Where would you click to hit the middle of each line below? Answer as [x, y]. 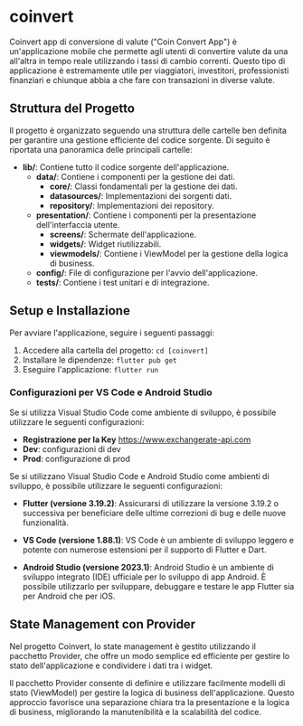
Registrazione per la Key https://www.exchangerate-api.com [137, 439]
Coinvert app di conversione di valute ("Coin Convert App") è [123, 42]
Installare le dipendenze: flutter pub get [100, 360]
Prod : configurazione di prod [76, 458]
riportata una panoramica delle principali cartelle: [101, 149]
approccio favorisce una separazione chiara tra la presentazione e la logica [150, 702]
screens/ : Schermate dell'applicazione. [123, 234]
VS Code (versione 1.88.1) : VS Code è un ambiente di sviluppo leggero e [158, 540]
